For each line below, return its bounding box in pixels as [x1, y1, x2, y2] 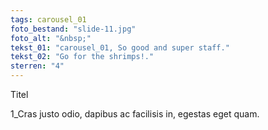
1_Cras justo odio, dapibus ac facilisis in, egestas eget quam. [10, 108, 260, 120]
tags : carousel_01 [10, 14, 87, 25]
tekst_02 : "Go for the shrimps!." [10, 52, 155, 62]
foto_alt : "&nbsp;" [10, 33, 92, 43]
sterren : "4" [10, 61, 65, 71]
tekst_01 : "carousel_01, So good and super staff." [10, 42, 230, 53]
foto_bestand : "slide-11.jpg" [10, 24, 137, 34]
